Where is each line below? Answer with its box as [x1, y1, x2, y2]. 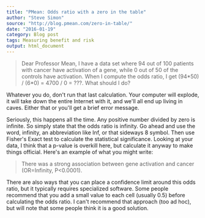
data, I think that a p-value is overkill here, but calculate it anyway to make [6, 142, 193, 149]
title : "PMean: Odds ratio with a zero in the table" [6, 9, 147, 15]
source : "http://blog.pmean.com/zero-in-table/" [6, 20, 133, 26]
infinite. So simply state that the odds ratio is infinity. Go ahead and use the [6, 122, 196, 129]
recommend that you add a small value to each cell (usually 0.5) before [6, 191, 185, 198]
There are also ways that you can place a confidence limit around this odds [6, 178, 196, 186]
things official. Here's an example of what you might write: [6, 148, 154, 156]
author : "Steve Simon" [6, 15, 64, 21]
